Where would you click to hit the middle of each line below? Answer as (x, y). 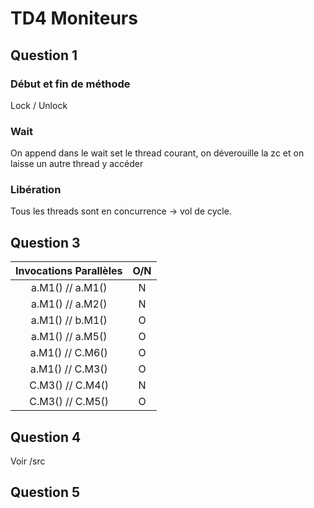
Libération (36, 190)
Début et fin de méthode (70, 84)
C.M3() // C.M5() (69, 402)
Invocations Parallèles (69, 271)
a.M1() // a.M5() (69, 337)
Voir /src (28, 461)
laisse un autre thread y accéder (77, 164)
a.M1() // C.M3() (68, 369)
